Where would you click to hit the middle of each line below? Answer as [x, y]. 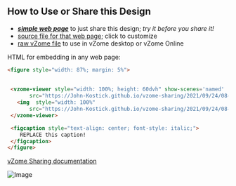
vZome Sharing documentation [52, 161]
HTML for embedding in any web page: [64, 57]
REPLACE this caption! [53, 135]
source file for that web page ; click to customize [87, 36]
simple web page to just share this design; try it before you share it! [116, 28]
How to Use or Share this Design [79, 12]
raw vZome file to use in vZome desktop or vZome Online [100, 43]
